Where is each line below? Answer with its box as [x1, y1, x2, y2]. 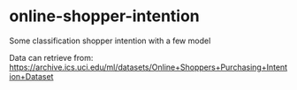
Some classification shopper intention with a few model [9, 35, 211, 46]
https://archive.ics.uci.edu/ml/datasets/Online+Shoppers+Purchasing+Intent [9, 62, 288, 72]
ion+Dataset [9, 71, 54, 81]
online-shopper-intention [9, 6, 201, 26]
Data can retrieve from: [9, 52, 94, 63]
